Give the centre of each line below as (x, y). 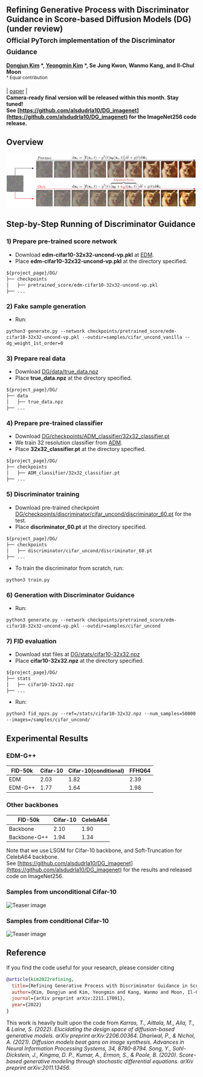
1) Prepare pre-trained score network (62, 241)
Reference (26, 953)
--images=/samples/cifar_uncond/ (48, 720)
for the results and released (157, 870)
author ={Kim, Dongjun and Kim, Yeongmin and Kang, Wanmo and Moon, (98, 992)
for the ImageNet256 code (163, 117)
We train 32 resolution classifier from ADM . (69, 443)
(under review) (35, 29)
